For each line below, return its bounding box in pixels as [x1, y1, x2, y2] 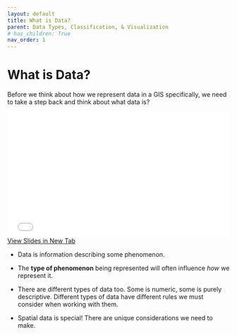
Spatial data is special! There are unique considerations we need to [17, 313, 213, 322]
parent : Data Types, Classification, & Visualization [7, 23, 169, 30]
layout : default [7, 10, 55, 18]
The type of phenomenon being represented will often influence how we [17, 264, 230, 272]
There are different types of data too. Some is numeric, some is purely [17, 285, 222, 293]
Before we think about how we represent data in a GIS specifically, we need [7, 90, 227, 99]
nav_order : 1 [7, 37, 46, 44]
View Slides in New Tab [7, 236, 76, 245]
